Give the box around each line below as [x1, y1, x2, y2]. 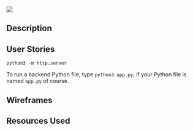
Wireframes [6, 95, 53, 106]
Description [6, 23, 52, 34]
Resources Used [6, 115, 70, 126]
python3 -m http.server [6, 60, 67, 67]
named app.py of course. [6, 78, 69, 85]
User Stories [6, 44, 55, 54]
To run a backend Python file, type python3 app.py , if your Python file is [6, 71, 187, 78]
